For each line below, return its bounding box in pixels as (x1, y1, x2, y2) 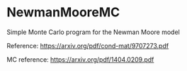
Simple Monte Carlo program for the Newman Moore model (6, 28, 180, 36)
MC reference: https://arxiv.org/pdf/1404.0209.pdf (6, 55, 154, 64)
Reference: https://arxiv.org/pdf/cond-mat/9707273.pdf (6, 41, 169, 50)
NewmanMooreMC (6, 4, 120, 21)
